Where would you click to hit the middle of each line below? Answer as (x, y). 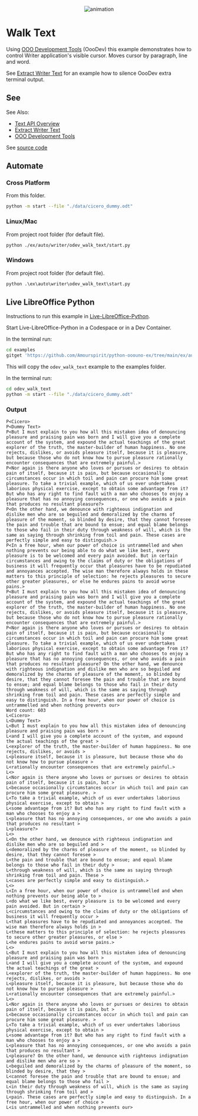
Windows (20, 260)
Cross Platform (28, 183)
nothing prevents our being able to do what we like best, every (88, 551)
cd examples (21, 350)
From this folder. (26, 196)
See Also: (18, 112)
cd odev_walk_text (29, 389)
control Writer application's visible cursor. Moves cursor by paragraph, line (97, 55)
